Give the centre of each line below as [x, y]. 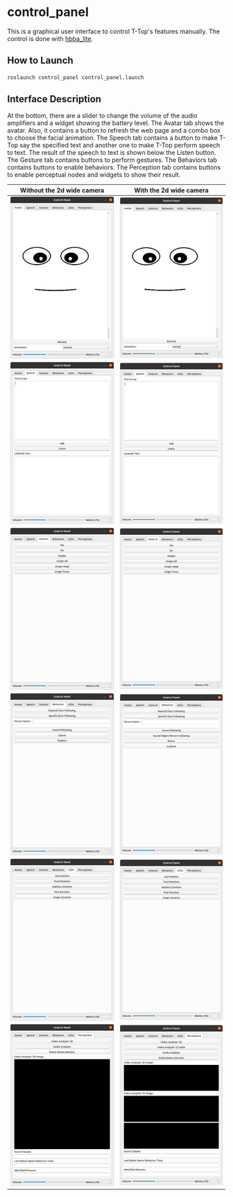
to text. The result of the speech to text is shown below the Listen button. [112, 153]
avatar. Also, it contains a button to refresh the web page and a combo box [114, 131]
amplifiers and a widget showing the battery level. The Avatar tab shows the [115, 123]
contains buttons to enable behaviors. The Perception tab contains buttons [114, 167]
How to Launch [41, 61]
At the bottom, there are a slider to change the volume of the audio [102, 116]
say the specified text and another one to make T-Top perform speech [120, 145]
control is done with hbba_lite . [50, 38]
